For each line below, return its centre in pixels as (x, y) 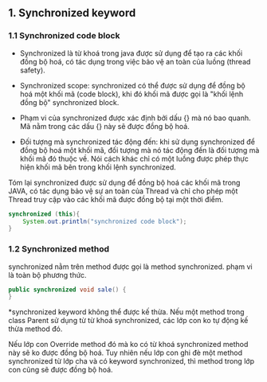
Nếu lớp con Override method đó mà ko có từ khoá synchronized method (128, 345)
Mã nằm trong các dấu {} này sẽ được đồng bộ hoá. (104, 126)
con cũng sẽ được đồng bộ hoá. (61, 370)
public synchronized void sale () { (67, 290)
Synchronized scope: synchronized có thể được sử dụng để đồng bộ (132, 85)
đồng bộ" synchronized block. (69, 102)
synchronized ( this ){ (44, 214)
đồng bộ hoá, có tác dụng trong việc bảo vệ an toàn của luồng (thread (135, 61)
